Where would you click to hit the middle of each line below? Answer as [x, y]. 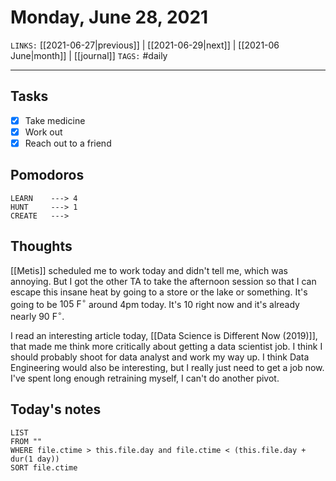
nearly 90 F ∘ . [37, 315]
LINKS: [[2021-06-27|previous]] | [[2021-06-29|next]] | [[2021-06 [145, 45]
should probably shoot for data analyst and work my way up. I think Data [160, 357]
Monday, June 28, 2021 [109, 17]
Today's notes [56, 409]
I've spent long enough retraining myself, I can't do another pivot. [145, 378]
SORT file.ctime [44, 467]
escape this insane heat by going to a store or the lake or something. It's [159, 292]
